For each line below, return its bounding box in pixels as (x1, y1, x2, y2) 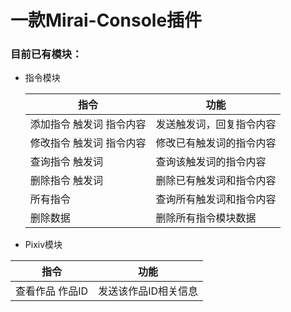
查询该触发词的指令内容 (155, 155, 267, 169)
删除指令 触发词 (29, 174, 104, 188)
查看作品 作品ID (15, 284, 89, 298)
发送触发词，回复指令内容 (155, 117, 277, 131)
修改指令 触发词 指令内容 (29, 136, 147, 150)
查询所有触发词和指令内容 (155, 192, 277, 206)
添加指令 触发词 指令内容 (29, 117, 147, 131)
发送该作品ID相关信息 (98, 284, 199, 298)
